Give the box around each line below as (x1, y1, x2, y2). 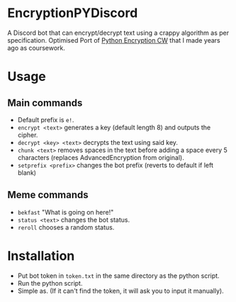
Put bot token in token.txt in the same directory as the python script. (17, 271, 220, 280)
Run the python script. (17, 279, 83, 287)
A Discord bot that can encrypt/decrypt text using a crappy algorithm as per (7, 28, 229, 37)
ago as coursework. (7, 43, 66, 52)
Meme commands (7, 189, 89, 201)
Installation (7, 247, 75, 264)
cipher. (17, 130, 38, 139)
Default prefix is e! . (17, 115, 74, 124)
